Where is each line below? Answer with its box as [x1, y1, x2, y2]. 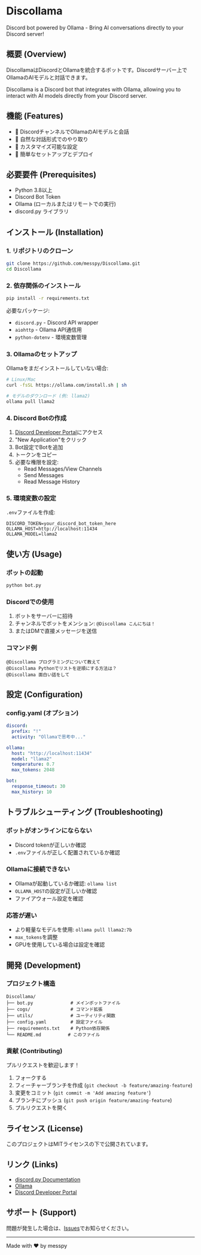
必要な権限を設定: [14, 459, 59, 466]
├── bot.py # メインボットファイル [6, 1000, 121, 1006]
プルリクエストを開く [14, 1104, 68, 1111]
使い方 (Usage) [6, 549, 62, 559]
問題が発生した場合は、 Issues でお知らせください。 [6, 1224, 133, 1232]
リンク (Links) [6, 1160, 59, 1170]
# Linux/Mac [6, 377, 36, 383]
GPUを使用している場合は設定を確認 [14, 941, 105, 948]
